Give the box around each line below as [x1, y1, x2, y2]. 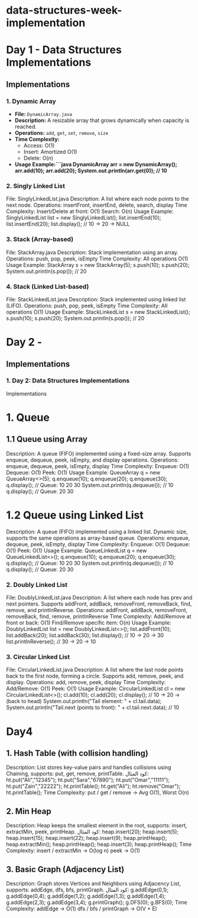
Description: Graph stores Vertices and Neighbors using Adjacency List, [6, 880, 181, 887]
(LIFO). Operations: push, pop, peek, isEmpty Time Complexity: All [6, 302, 168, 309]
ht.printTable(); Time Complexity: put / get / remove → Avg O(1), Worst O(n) [6, 789, 189, 796]
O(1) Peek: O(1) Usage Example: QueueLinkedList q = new [6, 547, 147, 554]
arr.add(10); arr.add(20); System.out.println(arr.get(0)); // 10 [14, 167, 167, 175]
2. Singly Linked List [6, 182, 65, 190]
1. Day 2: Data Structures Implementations [6, 376, 130, 385]
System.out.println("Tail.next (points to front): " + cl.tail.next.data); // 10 [6, 704, 179, 711]
